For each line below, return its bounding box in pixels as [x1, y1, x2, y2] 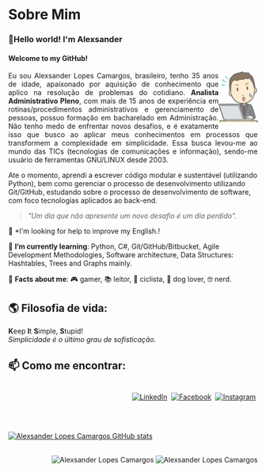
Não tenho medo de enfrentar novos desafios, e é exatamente [8, 121, 219, 131]
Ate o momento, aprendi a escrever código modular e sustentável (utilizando [8, 170, 258, 180]
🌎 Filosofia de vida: [8, 301, 108, 314]
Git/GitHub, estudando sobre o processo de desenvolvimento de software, [8, 188, 251, 197]
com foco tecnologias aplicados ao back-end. [8, 196, 158, 205]
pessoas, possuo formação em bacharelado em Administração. [8, 113, 219, 123]
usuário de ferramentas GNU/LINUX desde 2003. [8, 155, 169, 165]
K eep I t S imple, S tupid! [8, 326, 83, 336]
